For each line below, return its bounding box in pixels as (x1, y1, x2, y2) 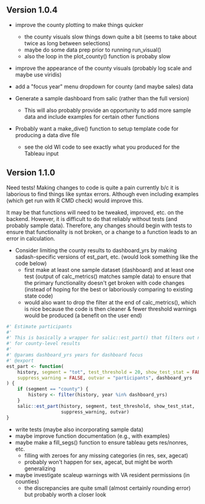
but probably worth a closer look (24, 491, 107, 498)
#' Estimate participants (6, 323, 72, 329)
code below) (15, 260, 47, 267)
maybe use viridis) (15, 70, 62, 78)
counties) (15, 478, 40, 485)
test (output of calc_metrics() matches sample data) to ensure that (24, 273, 191, 280)
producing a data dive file (15, 131, 80, 138)
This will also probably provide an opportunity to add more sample (24, 107, 192, 114)
